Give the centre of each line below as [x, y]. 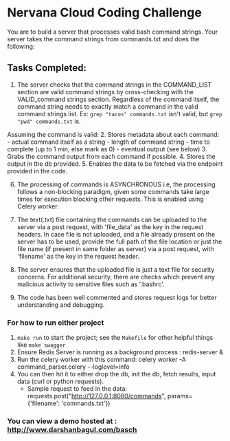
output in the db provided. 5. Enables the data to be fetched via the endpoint [115, 164]
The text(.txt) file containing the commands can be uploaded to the [112, 219]
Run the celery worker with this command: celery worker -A [102, 360]
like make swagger [41, 345]
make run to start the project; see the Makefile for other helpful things [115, 338]
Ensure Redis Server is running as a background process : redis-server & [120, 352]
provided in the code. [37, 171]
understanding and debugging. [61, 305]
